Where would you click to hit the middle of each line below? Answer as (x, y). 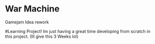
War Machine (32, 9)
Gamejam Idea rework (27, 22)
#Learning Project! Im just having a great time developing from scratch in (78, 31)
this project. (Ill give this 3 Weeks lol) (42, 36)
